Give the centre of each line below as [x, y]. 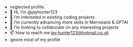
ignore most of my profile [35, 40]
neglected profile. [27, 7]
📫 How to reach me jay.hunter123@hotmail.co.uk [59, 33]
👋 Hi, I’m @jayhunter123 [33, 12]
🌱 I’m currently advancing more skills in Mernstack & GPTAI [69, 22]
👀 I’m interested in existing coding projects [52, 17]
